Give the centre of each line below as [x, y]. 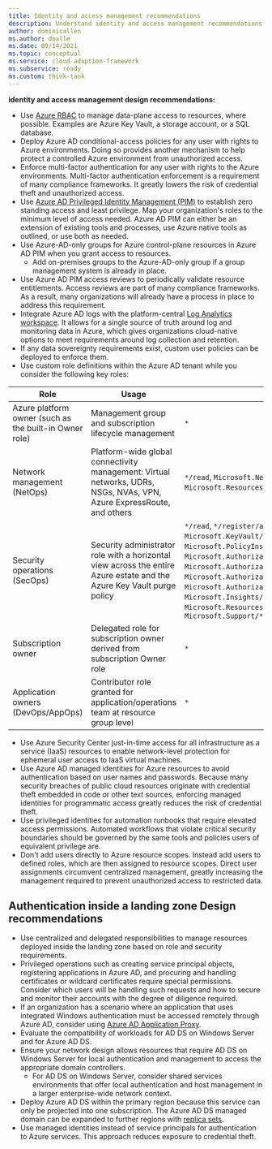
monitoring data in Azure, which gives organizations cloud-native [129, 330]
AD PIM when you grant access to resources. [96, 253]
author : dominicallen [45, 31]
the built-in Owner [48, 428]
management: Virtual [130, 472]
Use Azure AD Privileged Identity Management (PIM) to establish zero [136, 201]
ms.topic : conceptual [45, 54]
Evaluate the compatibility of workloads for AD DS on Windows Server [137, 1033]
